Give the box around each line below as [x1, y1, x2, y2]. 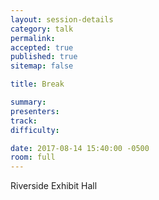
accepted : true [10, 42, 74, 53]
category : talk [10, 24, 74, 34]
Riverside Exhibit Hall [10, 180, 98, 192]
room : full [10, 152, 56, 163]
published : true [10, 52, 78, 62]
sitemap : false [10, 61, 74, 71]
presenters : [10, 106, 60, 116]
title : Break [10, 79, 65, 90]
